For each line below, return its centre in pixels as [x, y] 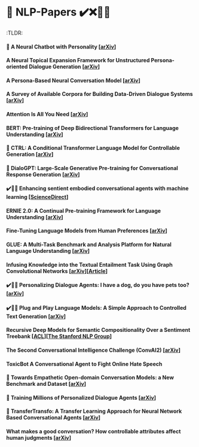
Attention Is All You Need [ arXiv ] [47, 114]
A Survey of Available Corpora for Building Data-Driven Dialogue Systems [99, 94]
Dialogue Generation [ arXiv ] [65, 67]
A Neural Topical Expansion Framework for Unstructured [78, 61]
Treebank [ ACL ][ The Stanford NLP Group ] [59, 336]
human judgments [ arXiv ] [39, 438]
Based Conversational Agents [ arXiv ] [53, 418]
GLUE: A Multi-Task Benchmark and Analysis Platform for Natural [89, 244]
